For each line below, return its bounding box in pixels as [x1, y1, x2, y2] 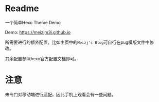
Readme [5, 3, 39, 14]
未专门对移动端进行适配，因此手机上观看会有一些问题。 [5, 91, 116, 97]
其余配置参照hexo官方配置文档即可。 [5, 55, 79, 61]
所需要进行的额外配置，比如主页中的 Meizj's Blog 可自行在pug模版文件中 [5, 39, 150, 45]
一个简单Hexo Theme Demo [5, 19, 61, 25]
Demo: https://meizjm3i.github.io [5, 29, 71, 35]
